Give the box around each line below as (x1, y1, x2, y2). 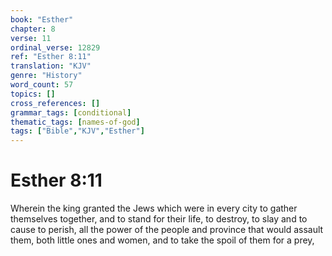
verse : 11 (10, 33, 52, 43)
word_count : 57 (10, 80, 74, 90)
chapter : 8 (10, 24, 56, 34)
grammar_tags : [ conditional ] (10, 107, 132, 118)
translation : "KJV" (10, 61, 92, 71)
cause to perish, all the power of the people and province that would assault (10, 224, 324, 236)
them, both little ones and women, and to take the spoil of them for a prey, (10, 234, 315, 246)
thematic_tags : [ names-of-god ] (10, 117, 141, 127)
